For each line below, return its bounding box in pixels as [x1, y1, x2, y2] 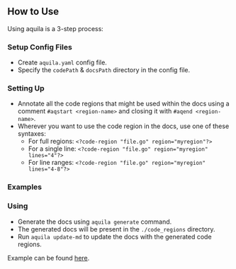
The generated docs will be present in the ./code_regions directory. [17, 224, 215, 233]
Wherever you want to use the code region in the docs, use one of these [17, 122, 230, 130]
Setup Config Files [7, 42, 72, 52]
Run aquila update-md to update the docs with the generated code [17, 232, 212, 241]
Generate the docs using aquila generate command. [17, 217, 172, 226]
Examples [7, 182, 43, 192]
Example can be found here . [7, 253, 90, 262]
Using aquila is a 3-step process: [7, 24, 104, 33]
